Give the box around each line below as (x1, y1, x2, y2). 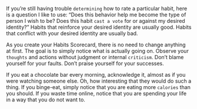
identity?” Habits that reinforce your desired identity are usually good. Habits (6, 23, 192, 30)
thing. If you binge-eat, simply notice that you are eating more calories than (6, 84, 191, 90)
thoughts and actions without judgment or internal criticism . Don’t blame (6, 54, 184, 60)
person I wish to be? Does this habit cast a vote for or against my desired (6, 18, 185, 24)
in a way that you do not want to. (6, 96, 85, 103)
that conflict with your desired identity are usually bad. (6, 30, 138, 37)
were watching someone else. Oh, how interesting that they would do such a (6, 77, 192, 84)
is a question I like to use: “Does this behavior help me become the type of (6, 11, 186, 18)
